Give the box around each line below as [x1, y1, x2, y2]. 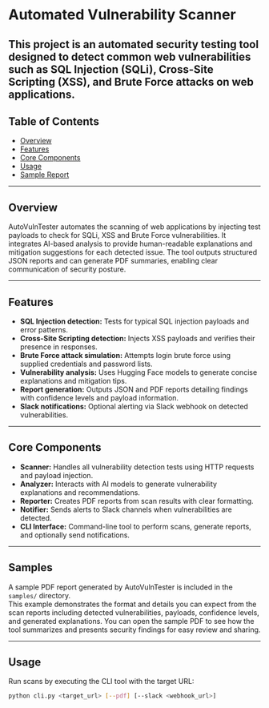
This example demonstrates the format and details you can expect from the [8, 599, 257, 609]
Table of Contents [8, 115, 100, 128]
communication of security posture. [8, 264, 126, 274]
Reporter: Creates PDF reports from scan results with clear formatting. [19, 496, 254, 505]
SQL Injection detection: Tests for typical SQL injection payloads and [19, 316, 250, 326]
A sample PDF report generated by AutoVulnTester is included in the [8, 582, 234, 592]
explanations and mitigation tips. [19, 376, 127, 386]
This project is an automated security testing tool [8, 38, 259, 51]
